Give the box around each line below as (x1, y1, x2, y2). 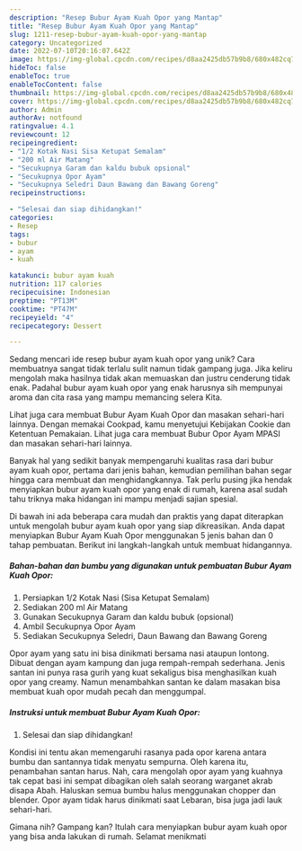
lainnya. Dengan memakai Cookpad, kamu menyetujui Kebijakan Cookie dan (9, 419, 291, 430)
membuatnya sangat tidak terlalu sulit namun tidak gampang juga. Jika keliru (9, 363, 293, 374)
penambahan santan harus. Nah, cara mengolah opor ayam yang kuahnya (9, 766, 283, 777)
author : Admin (9, 105, 63, 114)
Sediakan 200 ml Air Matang (22, 602, 129, 613)
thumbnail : (9, 88, 50, 97)
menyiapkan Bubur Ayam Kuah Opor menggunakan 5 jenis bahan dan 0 (9, 530, 274, 541)
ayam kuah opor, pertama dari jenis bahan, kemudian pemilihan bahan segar (9, 465, 292, 476)
